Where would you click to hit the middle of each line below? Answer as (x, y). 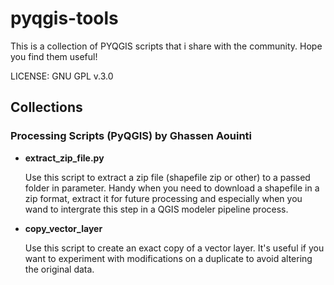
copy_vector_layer (63, 228)
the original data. (59, 269)
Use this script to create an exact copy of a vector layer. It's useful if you (174, 248)
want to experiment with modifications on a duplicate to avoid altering (168, 258)
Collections (46, 107)
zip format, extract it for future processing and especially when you (163, 198)
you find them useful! (54, 56)
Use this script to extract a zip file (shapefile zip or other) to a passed (167, 177)
